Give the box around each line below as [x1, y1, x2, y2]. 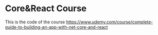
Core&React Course [5, 3, 87, 14]
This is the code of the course [5, 19, 65, 25]
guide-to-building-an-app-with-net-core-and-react [5, 24, 108, 30]
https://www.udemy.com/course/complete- [66, 19, 153, 25]
